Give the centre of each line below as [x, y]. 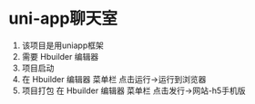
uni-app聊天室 [63, 19]
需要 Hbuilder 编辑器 [60, 56]
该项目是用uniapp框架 [62, 45]
